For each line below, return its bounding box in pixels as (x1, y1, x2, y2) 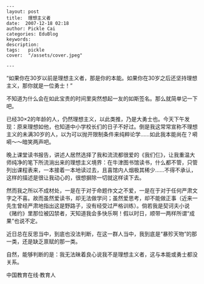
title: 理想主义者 (6, 15, 51, 21)
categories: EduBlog (6, 31, 59, 37)
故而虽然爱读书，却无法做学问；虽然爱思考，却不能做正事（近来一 (32, 195, 198, 201)
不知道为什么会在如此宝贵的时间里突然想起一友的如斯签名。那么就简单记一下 (6, 95, 198, 102)
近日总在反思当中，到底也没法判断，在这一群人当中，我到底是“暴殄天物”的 (6, 230, 192, 237)
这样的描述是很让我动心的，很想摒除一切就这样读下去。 (6, 174, 144, 181)
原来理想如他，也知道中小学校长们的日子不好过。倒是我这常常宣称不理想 (16, 123, 198, 130)
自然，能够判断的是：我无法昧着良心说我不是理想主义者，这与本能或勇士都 (6, 251, 192, 258)
